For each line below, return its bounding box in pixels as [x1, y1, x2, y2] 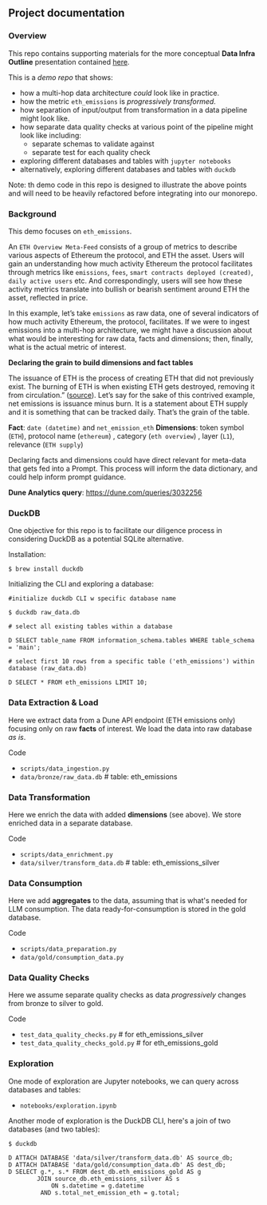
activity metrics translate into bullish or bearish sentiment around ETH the [8, 284, 250, 294]
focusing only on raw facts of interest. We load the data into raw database [8, 723, 253, 734]
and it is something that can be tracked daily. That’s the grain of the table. [8, 407, 249, 416]
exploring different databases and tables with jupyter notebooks [19, 156, 232, 165]
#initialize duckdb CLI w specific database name [8, 595, 177, 602]
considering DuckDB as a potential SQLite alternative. [8, 535, 185, 544]
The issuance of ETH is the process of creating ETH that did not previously [8, 373, 254, 383]
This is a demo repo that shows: [8, 72, 113, 82]
